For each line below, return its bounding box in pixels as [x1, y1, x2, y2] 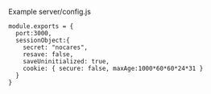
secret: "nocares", [23, 43, 89, 51]
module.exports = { [8, 22, 74, 31]
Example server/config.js [8, 7, 91, 16]
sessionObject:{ [15, 36, 70, 44]
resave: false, [23, 51, 74, 59]
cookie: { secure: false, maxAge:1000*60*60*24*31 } [23, 64, 204, 72]
